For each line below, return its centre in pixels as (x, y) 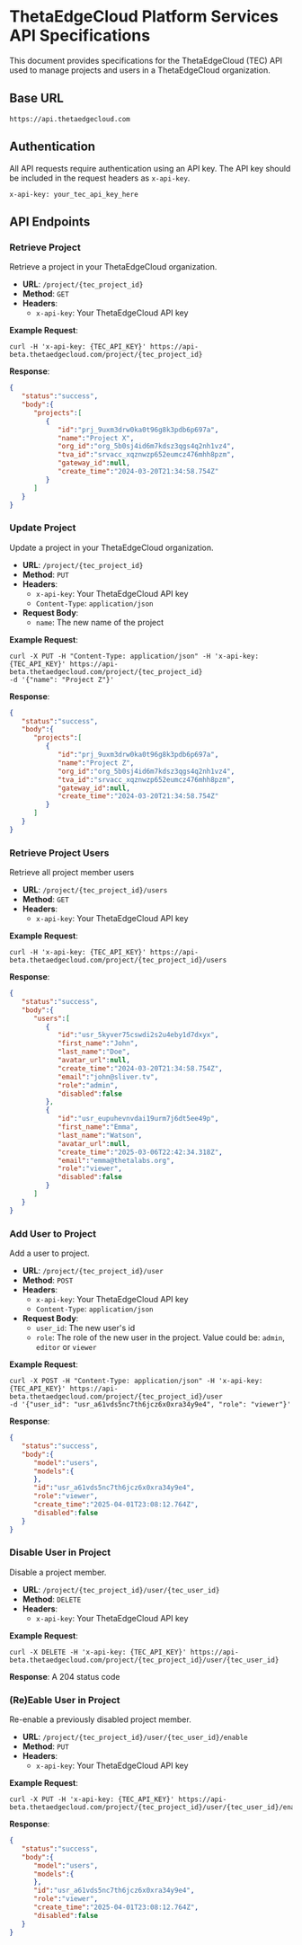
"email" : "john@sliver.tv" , (108, 1077)
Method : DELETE (52, 1599)
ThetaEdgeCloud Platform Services (144, 17)
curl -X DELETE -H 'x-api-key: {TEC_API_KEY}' (98, 1652)
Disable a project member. (58, 1572)
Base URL (37, 98)
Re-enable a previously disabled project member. (100, 1719)
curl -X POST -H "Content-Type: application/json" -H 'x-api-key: (136, 1381)
